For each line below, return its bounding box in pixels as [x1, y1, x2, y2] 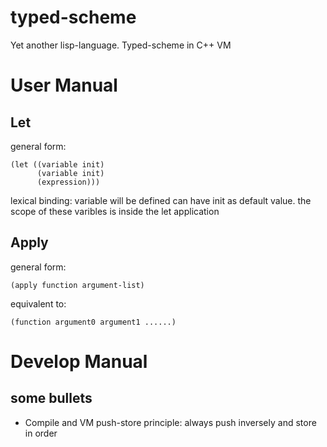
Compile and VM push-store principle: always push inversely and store [24, 416, 317, 428]
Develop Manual [10, 350, 148, 373]
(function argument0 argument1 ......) [10, 317, 177, 327]
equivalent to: [10, 297, 67, 310]
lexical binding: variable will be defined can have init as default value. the [10, 194, 312, 206]
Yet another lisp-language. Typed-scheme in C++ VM [10, 39, 232, 51]
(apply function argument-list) [10, 280, 145, 290]
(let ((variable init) [10, 159, 105, 170]
